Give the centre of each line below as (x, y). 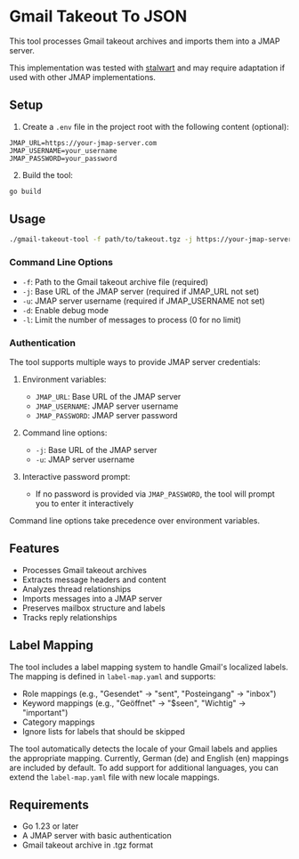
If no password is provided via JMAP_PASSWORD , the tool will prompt (155, 494)
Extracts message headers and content (94, 579)
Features (34, 549)
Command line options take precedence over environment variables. (135, 520)
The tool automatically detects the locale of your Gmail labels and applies (144, 749)
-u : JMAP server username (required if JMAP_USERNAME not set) (143, 301)
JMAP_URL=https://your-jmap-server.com (83, 143)
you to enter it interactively (85, 503)
